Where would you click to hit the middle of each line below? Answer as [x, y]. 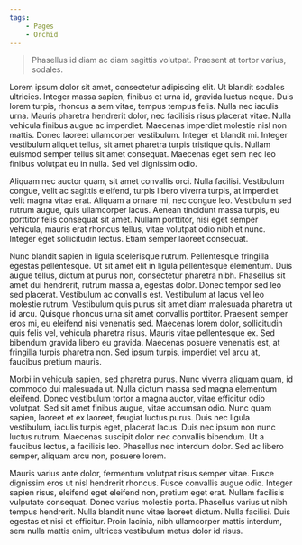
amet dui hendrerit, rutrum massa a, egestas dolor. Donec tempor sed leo [146, 285]
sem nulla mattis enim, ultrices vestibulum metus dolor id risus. [126, 531]
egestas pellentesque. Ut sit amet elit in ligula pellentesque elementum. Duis [151, 266]
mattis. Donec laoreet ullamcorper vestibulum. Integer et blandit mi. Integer [149, 135]
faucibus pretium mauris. [55, 362]
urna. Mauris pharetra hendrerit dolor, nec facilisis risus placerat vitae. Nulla [150, 116]
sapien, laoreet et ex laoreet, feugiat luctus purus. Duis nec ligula [130, 418]
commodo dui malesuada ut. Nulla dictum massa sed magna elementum [143, 389]
